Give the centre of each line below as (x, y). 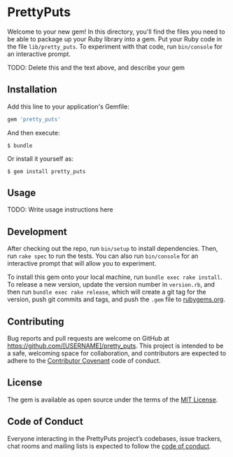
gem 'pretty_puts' (34, 119)
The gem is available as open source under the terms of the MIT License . (113, 400)
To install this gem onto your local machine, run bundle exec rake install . (115, 277)
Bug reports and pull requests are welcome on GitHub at (89, 339)
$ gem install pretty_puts (47, 171)
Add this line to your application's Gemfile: (68, 107)
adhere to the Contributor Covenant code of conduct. (84, 361)
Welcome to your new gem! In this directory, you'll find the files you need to (116, 32)
